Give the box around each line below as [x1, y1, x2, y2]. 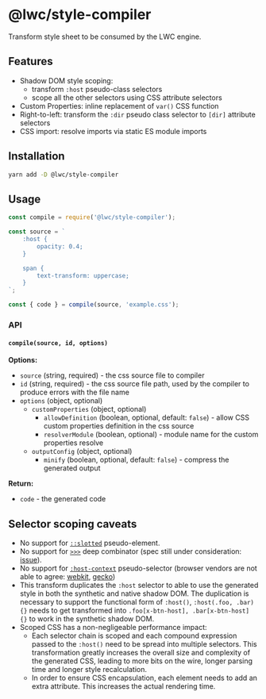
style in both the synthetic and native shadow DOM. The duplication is [19, 589, 249, 598]
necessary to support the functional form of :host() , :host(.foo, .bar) [19, 597, 255, 606]
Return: [8, 478, 34, 489]
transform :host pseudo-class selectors [31, 84, 163, 94]
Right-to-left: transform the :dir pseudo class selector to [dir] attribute [19, 109, 256, 119]
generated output [43, 463, 101, 473]
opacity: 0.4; [37, 242, 83, 251]
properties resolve [43, 438, 104, 447]
